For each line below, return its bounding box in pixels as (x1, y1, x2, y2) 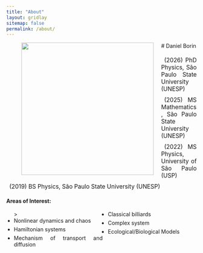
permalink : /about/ (6, 25, 56, 32)
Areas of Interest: (6, 197, 51, 205)
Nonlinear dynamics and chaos (14, 217, 91, 225)
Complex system (108, 219, 150, 227)
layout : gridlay (6, 15, 47, 21)
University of (161, 157, 197, 165)
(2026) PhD (164, 56, 197, 64)
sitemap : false (6, 20, 45, 26)
